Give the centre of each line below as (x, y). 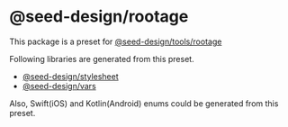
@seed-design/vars (59, 86)
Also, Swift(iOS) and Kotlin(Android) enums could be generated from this (144, 103)
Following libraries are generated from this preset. (102, 59)
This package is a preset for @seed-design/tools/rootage (116, 41)
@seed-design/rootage (99, 17)
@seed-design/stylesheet (70, 76)
